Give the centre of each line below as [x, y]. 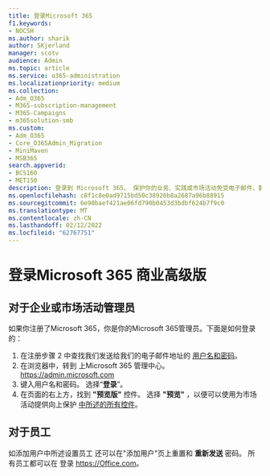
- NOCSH [21, 31]
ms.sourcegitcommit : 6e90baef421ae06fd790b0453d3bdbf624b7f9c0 [117, 203]
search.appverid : [37, 166]
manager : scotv [34, 53]
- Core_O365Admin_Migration [55, 143]
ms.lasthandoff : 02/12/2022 [55, 226]
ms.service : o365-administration [64, 76]
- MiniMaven [28, 151]
